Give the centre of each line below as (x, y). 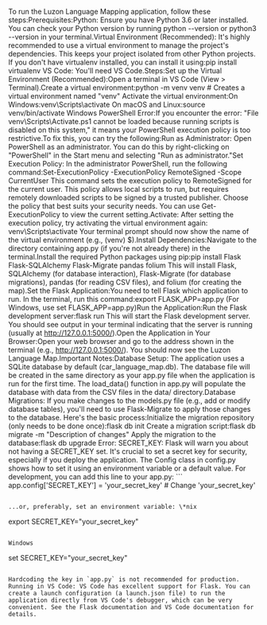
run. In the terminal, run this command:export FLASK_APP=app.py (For (124, 299)
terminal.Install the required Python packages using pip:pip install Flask (125, 257)
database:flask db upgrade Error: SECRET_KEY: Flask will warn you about (128, 443)
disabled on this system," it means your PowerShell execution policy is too (130, 130)
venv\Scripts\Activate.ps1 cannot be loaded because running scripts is (124, 121)
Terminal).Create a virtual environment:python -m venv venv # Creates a (127, 88)
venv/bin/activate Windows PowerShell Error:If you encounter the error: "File (133, 113)
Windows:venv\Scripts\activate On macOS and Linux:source (107, 104)
